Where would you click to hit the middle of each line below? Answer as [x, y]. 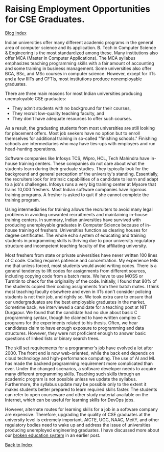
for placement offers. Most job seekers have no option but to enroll [72, 133]
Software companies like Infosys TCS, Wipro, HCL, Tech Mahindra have [77, 158]
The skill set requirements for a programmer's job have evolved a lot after [79, 348]
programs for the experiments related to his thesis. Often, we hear [71, 323]
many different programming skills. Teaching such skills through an [73, 374]
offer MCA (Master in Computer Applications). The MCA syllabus [70, 58]
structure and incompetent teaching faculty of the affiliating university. [76, 246]
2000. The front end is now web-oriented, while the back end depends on [80, 353]
